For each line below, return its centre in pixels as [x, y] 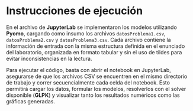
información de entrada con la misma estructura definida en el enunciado [96, 46]
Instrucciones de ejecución [75, 11]
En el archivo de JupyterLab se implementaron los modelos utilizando [92, 27]
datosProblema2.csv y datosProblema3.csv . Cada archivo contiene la [89, 40]
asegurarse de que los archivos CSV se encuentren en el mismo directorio [97, 76]
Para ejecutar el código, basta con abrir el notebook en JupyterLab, [89, 70]
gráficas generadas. [30, 101]
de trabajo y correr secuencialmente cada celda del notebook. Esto [88, 82]
